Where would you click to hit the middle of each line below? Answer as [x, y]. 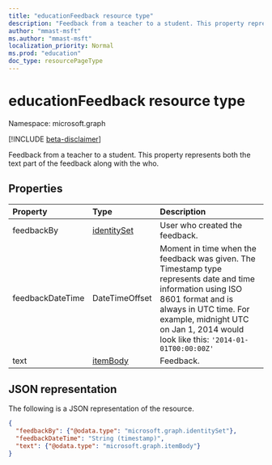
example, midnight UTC [204, 319]
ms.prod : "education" [45, 53]
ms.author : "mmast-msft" [50, 38]
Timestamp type [191, 268]
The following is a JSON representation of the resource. [101, 408]
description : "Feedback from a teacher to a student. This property [126, 23]
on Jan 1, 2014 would [202, 329]
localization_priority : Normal [61, 46]
